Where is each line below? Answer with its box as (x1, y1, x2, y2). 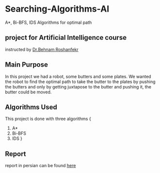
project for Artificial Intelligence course (5, 34, 127, 42)
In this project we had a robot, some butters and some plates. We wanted (5, 73, 151, 79)
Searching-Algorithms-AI (5, 3, 110, 15)
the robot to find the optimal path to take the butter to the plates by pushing (5, 79, 156, 85)
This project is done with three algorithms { (5, 116, 91, 122)
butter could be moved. (5, 89, 52, 95)
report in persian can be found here (5, 163, 76, 169)
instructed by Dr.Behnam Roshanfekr (5, 46, 79, 52)
